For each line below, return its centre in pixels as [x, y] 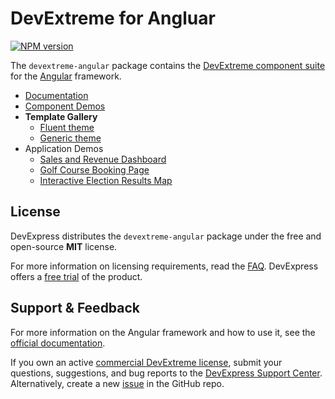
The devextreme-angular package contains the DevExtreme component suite [168, 65]
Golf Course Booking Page [94, 169]
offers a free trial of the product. [76, 276]
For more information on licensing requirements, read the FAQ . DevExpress [164, 266]
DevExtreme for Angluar [113, 18]
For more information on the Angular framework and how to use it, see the [163, 332]
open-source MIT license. [64, 246]
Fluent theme [67, 127]
